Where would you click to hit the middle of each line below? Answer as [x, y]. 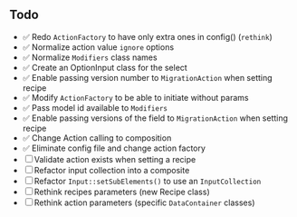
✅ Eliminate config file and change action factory [114, 148]
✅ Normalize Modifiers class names [90, 57]
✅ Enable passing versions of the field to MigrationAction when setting [155, 118]
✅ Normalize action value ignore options [98, 47]
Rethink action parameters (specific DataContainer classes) [144, 202]
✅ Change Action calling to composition [97, 138]
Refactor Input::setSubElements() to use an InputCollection [148, 181]
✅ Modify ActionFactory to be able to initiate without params [135, 97]
